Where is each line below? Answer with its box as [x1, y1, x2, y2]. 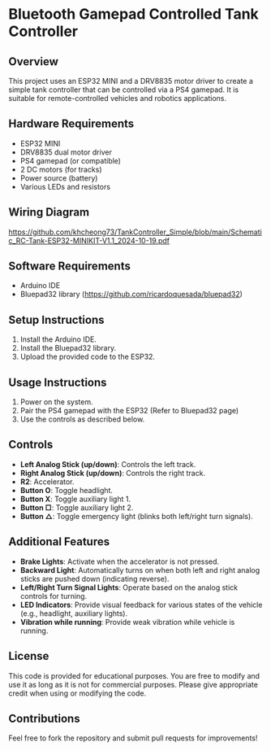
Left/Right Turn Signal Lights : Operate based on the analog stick [19, 583, 239, 592]
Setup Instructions [8, 312, 105, 326]
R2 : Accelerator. [19, 477, 75, 487]
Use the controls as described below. [19, 414, 145, 424]
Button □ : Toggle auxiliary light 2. [19, 502, 134, 513]
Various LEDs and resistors [19, 181, 111, 191]
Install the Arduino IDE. [19, 334, 97, 344]
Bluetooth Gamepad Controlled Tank [8, 5, 260, 24]
